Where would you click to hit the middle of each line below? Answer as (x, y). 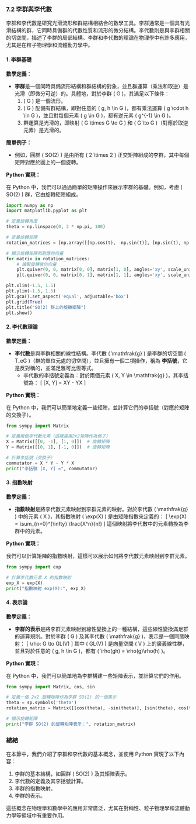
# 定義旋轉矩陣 (22, 237)
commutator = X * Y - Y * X (40, 463)
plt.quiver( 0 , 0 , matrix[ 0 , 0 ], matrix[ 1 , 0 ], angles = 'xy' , (91, 270)
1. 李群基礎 (19, 59)
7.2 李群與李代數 (29, 9)
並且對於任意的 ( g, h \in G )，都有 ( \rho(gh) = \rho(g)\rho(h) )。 (91, 651)
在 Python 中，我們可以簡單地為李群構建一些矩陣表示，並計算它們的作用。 (95, 675)
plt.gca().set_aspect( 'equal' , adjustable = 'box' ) (68, 296)
